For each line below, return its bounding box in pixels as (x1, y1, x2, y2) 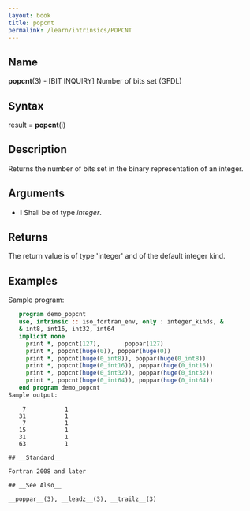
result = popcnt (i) (8, 120, 66, 129)
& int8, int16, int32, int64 (18, 325, 114, 333)
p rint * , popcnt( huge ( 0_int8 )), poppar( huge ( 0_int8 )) (25, 354, 207, 363)
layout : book (8, 11, 51, 20)
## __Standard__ (8, 453, 62, 461)
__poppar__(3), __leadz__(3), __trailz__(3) (8, 494, 157, 503)
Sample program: (8, 295, 65, 304)
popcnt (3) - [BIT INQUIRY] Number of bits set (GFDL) (8, 76, 183, 86)
